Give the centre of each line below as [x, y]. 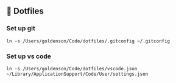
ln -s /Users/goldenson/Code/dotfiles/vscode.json [72, 68]
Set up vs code [29, 56]
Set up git [21, 28]
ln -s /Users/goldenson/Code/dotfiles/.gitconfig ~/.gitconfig [88, 41]
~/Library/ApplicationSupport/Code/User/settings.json [77, 74]
